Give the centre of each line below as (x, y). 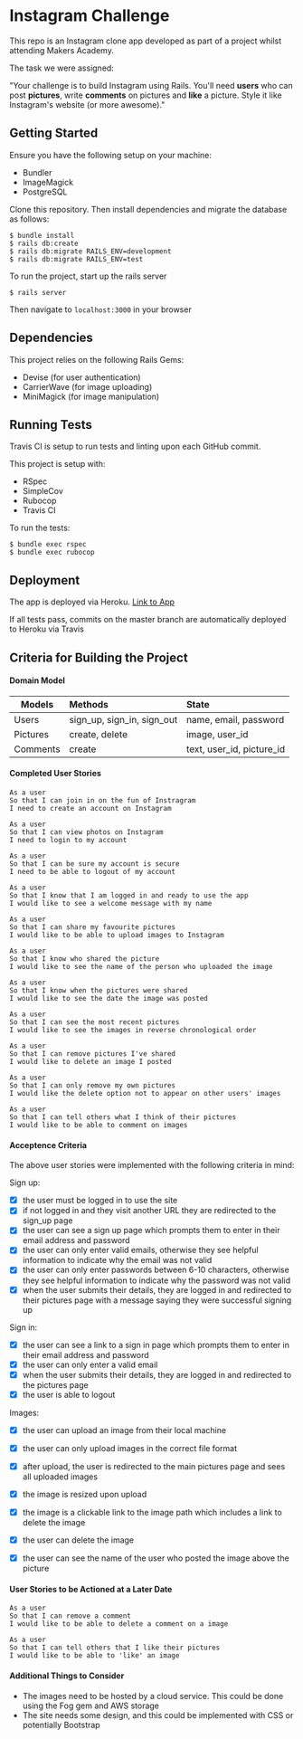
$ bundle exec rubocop (52, 553)
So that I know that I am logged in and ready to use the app (129, 895)
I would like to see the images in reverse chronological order (133, 1030)
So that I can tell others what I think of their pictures (123, 1117)
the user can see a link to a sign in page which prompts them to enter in (156, 1345)
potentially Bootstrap (62, 1725)
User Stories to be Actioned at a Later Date (91, 1589)
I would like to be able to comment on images (99, 1125)
